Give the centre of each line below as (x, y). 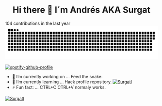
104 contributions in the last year (38, 23)
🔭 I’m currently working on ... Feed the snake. (57, 76)
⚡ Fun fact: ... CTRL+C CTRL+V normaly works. (59, 87)
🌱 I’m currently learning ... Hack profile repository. (62, 82)
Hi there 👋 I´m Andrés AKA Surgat (81, 10)
